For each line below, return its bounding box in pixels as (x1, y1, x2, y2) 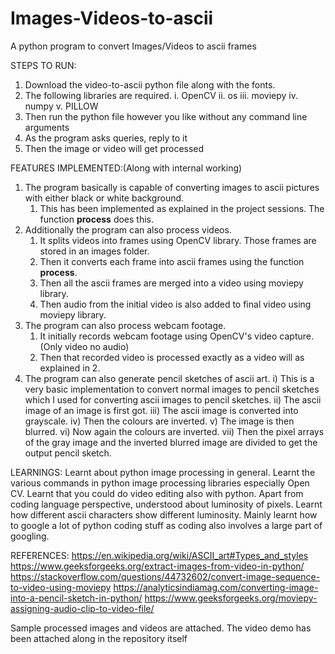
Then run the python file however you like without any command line (24, 110, 308, 122)
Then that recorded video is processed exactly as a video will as (39, 351, 305, 363)
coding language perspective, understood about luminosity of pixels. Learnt (10, 498, 323, 510)
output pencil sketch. (24, 447, 112, 459)
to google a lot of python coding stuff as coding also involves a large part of (10, 519, 323, 531)
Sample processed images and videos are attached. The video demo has (10, 622, 312, 634)
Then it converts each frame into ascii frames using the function (39, 255, 305, 267)
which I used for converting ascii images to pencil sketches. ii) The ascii (24, 393, 322, 406)
